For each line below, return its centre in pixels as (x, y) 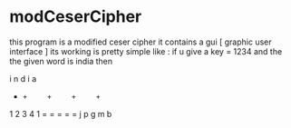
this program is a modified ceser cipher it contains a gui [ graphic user (141, 42)
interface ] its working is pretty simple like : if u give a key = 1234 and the (146, 51)
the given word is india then (61, 61)
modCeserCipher (76, 17)
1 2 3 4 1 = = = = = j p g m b (61, 113)
